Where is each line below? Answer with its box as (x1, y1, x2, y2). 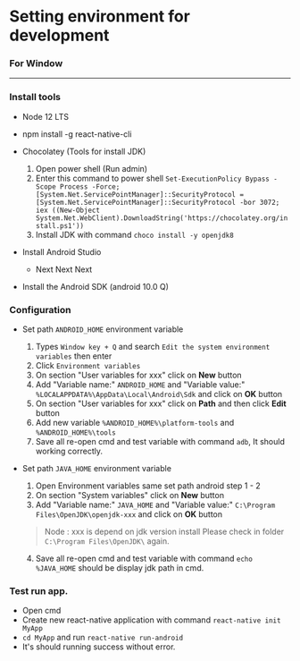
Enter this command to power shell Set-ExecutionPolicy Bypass (35, 173, 270, 183)
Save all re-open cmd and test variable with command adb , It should (35, 436, 286, 447)
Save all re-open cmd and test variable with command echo (35, 553, 253, 564)
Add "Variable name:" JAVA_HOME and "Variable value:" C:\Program (35, 499, 276, 511)
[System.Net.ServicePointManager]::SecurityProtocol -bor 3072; (35, 198, 280, 207)
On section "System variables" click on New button (35, 490, 225, 501)
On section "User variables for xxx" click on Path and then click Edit (35, 398, 287, 409)
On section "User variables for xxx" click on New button (35, 369, 243, 381)
